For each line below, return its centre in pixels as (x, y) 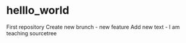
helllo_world (38, 10)
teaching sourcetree (32, 33)
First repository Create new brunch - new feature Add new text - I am (93, 27)
